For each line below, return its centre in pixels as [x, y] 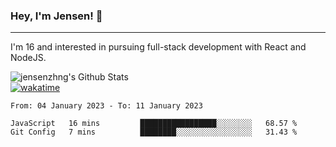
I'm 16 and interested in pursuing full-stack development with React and [158, 47]
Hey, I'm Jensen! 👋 [56, 16]
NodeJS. [28, 58]
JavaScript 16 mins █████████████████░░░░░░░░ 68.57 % [154, 124]
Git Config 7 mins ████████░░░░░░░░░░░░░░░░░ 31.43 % [154, 132]
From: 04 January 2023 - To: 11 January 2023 [106, 106]
